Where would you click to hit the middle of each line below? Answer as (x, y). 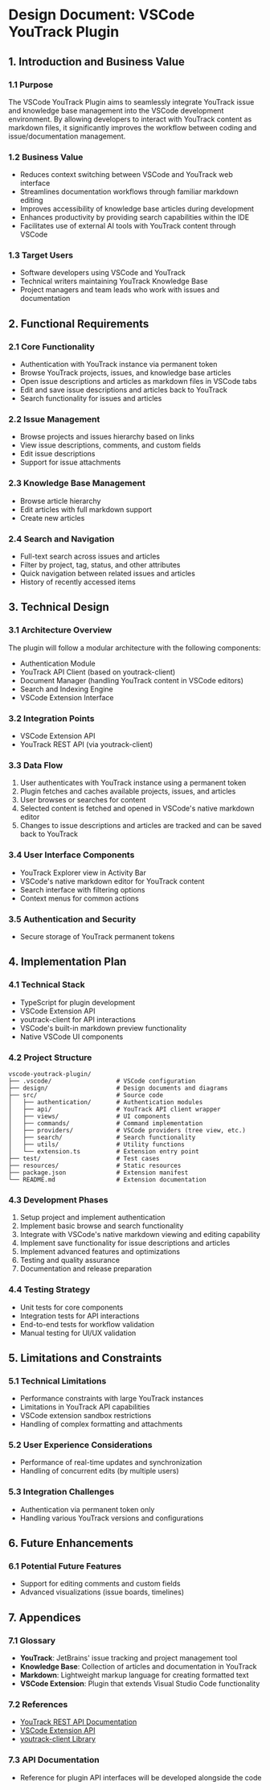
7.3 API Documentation (54, 1760)
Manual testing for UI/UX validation (78, 1333)
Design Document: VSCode (102, 15)
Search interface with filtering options (82, 889)
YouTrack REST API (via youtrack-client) (86, 744)
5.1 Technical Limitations (57, 1380)
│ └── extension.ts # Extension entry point (104, 1151)
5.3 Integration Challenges (61, 1492)
